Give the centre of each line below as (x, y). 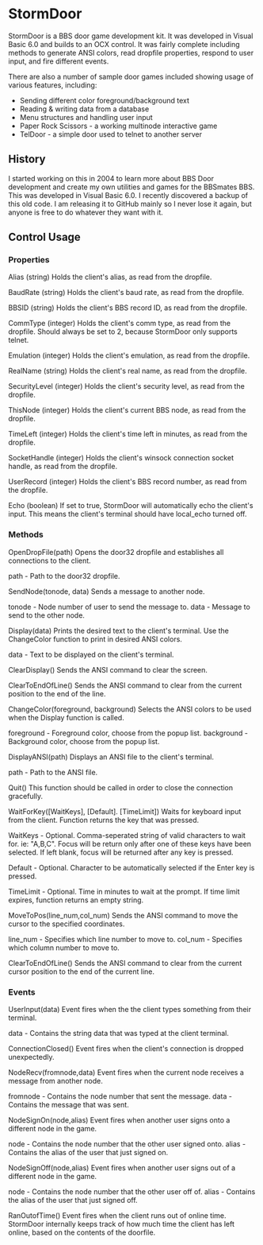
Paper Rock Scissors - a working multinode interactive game (118, 126)
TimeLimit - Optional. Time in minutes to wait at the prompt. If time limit (124, 891)
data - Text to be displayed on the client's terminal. (91, 654)
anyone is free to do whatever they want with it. (86, 212)
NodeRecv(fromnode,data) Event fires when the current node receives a (126, 1072)
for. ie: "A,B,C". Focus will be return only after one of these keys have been (130, 844)
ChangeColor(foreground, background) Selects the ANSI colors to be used (130, 709)
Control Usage (44, 237)
